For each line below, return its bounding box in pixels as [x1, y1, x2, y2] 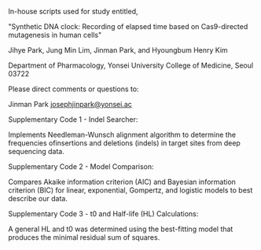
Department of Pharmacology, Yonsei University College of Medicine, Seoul [8, 61, 254, 70]
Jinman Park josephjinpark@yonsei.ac [8, 100, 132, 108]
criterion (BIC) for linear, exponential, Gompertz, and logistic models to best [8, 186, 253, 195]
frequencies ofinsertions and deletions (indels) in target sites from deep [8, 138, 241, 148]
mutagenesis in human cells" [8, 31, 102, 39]
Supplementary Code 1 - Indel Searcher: [8, 115, 138, 124]
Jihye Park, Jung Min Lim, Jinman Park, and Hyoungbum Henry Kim [8, 46, 228, 54]
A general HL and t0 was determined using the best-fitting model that [8, 224, 233, 233]
